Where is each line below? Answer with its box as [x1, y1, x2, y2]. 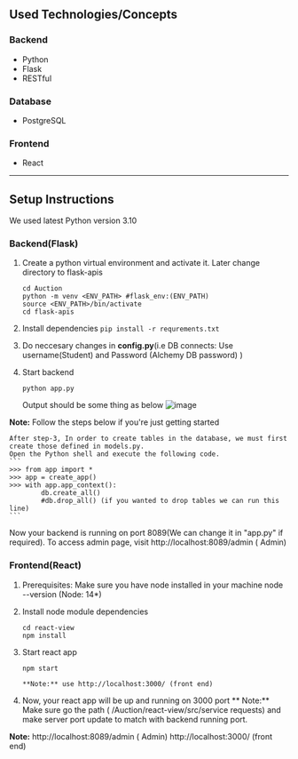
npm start [21, 664, 59, 673]
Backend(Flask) [9, 237, 79, 250]
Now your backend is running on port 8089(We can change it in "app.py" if [9, 528, 284, 539]
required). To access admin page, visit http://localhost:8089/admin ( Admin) [9, 537, 286, 547]
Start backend [21, 367, 74, 378]
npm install [21, 631, 67, 640]
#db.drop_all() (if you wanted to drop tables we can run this [41, 497, 279, 506]
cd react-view [21, 623, 74, 632]
